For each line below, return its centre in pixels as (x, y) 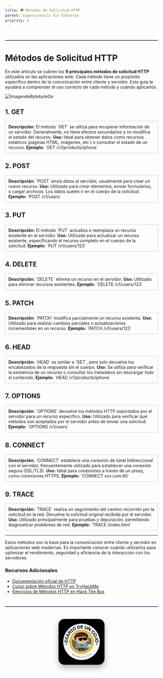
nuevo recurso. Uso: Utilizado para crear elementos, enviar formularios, (80, 186)
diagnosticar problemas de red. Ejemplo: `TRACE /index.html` (70, 525)
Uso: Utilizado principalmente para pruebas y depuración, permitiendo (79, 520)
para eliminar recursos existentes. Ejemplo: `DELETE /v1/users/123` (76, 285)
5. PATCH (19, 303)
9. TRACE (20, 495)
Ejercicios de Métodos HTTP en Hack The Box (58, 591)
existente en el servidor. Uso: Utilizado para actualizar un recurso (74, 235)
